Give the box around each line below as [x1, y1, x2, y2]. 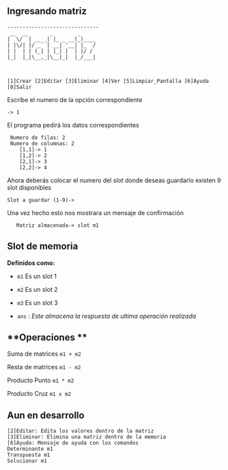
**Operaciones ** [7, 332, 87, 343]
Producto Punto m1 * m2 [7, 376, 74, 384]
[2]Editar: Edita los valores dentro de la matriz [7, 428, 154, 434]
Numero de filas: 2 [10, 134, 66, 141]
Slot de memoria [7, 240, 79, 252]
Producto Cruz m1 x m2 [7, 390, 72, 398]
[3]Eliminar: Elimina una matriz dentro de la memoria [7, 434, 167, 441]
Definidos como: [7, 258, 55, 267]
